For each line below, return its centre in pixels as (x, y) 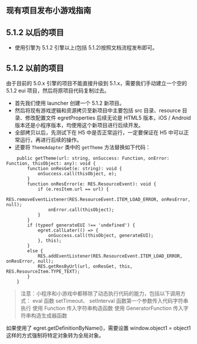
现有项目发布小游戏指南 (49, 11)
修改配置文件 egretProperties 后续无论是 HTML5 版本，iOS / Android (108, 118)
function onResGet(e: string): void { (75, 169)
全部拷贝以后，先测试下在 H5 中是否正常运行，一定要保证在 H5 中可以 (99, 133)
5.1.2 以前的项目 (35, 68)
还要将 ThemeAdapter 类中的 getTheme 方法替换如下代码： (83, 147)
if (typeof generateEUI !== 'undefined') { (81, 225)
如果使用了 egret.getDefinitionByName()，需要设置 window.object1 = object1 (98, 328)
